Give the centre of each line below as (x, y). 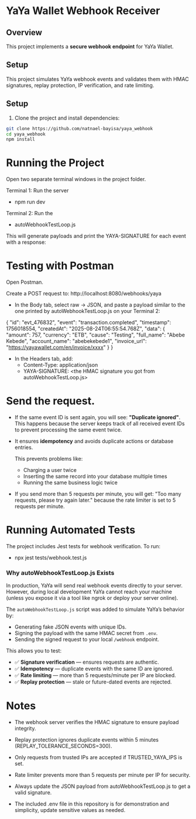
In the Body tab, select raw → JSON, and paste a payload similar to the (100, 305)
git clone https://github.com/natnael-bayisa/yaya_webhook (80, 128)
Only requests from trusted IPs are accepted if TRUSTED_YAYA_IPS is (98, 757)
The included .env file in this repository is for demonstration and (92, 804)
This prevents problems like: (49, 459)
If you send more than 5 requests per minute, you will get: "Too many (98, 494)
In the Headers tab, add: (44, 359)
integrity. (25, 729)
